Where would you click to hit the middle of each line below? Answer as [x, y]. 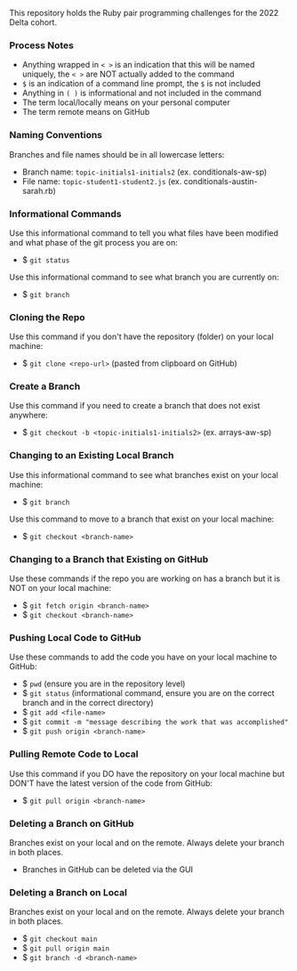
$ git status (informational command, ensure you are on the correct [148, 693]
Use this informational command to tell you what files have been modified [144, 233]
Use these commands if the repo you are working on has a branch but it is [145, 579]
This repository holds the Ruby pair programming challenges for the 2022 [144, 13]
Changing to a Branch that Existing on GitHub [109, 559]
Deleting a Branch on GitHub [72, 823]
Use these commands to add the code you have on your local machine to [143, 657]
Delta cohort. [33, 22]
